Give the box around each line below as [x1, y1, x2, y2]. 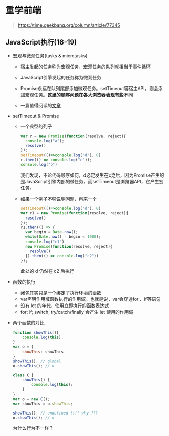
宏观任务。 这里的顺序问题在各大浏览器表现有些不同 [25, 92, 133, 98]
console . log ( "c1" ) [25, 239, 65, 244]
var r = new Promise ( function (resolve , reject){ [20, 134, 126, 139]
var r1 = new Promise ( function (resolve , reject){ [20, 210, 129, 215]
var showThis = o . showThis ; [12, 401, 73, 406]
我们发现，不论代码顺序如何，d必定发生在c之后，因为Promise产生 [20, 172, 160, 178]
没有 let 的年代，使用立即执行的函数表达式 [20, 302, 109, 309]
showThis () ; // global [12, 359, 61, 364]
